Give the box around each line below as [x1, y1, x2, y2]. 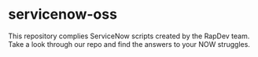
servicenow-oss [8, 5, 118, 23]
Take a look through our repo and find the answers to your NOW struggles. [8, 39, 250, 48]
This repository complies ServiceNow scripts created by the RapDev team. [8, 31, 250, 41]
